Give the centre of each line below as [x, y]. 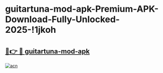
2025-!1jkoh [31, 30]
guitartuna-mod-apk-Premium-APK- [82, 9]
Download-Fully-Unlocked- [62, 19]
